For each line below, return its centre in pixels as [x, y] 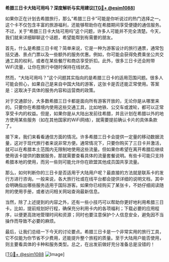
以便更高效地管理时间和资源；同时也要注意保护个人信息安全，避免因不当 [89, 215]
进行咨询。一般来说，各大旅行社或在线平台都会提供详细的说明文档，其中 [89, 179]
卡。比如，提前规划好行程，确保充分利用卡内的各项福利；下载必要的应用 [80, 208]
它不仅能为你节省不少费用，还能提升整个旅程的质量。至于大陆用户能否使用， [84, 238]
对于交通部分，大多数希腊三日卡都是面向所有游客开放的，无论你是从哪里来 [82, 101]
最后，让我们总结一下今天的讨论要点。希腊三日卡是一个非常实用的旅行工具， [84, 232]
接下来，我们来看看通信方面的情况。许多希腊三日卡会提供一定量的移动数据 [82, 137]
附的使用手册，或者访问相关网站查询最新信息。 [54, 191]
